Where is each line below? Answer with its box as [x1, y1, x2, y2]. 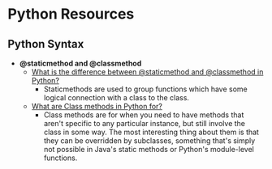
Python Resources [7, 5, 135, 23]
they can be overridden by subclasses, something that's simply [43, 136, 256, 146]
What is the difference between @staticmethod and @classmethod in [31, 67, 264, 77]
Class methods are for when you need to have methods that [43, 110, 244, 120]
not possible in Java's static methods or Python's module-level [43, 145, 255, 154]
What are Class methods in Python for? [31, 102, 163, 111]
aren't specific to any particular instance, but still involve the [43, 119, 245, 128]
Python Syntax [7, 37, 84, 51]
